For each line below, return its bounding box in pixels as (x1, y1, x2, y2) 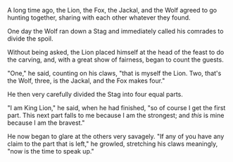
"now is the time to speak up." (7, 147, 95, 155)
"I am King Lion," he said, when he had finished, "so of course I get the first (7, 104, 226, 112)
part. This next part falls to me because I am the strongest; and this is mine (7, 112, 225, 119)
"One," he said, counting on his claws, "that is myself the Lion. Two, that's (7, 69, 222, 77)
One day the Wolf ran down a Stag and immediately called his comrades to (7, 27, 224, 35)
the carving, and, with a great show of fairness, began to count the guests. (7, 55, 224, 64)
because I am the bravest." (7, 119, 85, 127)
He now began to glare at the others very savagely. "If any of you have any (7, 133, 225, 140)
